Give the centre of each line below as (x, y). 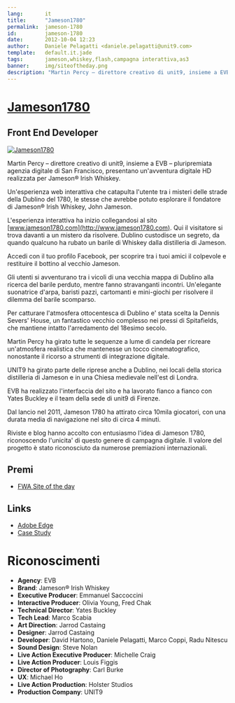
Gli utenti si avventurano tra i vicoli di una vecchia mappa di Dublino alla (111, 277)
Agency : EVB (37, 580)
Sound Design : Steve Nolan (57, 648)
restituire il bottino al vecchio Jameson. (64, 263)
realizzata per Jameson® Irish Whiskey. (64, 178)
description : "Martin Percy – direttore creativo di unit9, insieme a (112, 72)
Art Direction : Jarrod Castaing (62, 625)
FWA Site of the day (46, 487)
